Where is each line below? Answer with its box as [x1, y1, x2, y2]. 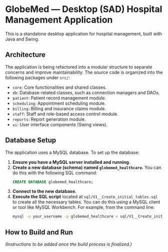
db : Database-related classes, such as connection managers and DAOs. [12, 89, 160, 96]
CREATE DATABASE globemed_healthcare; [12, 179, 93, 184]
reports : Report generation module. [12, 116, 86, 122]
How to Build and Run [5, 228, 73, 236]
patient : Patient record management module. [12, 95, 106, 101]
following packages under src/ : [5, 74, 70, 81]
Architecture [5, 51, 46, 59]
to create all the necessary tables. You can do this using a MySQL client [12, 199, 160, 205]
